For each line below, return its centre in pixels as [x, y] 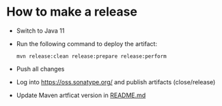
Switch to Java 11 [40, 31]
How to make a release [72, 12]
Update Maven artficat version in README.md [81, 95]
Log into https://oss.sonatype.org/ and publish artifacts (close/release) [116, 82]
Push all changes [40, 69]
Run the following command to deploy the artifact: [87, 43]
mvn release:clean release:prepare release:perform [91, 56]
